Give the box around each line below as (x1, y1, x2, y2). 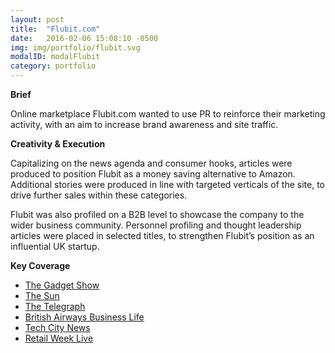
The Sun (24, 290, 60, 301)
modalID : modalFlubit (10, 52, 101, 62)
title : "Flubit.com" (10, 24, 101, 34)
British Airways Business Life (24, 311, 145, 323)
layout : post (10, 14, 65, 25)
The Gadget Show (24, 279, 100, 291)
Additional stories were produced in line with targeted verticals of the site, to (10, 179, 325, 190)
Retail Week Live (24, 332, 94, 344)
